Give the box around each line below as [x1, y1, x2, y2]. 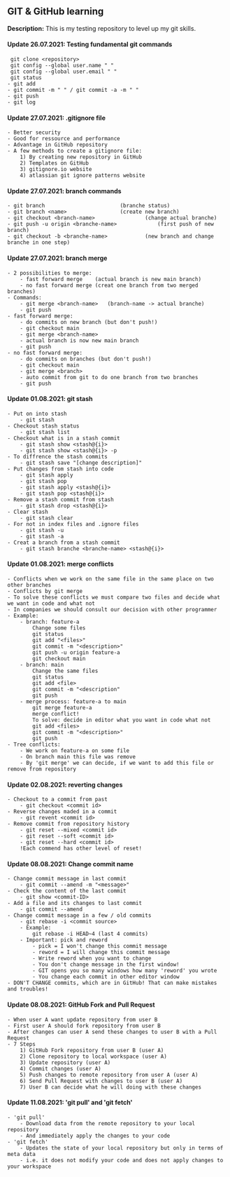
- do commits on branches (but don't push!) [20, 355, 152, 362]
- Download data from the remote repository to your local [20, 1120, 196, 1127]
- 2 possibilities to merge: [7, 269, 92, 276]
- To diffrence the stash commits [7, 453, 108, 460]
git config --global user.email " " [10, 68, 117, 76]
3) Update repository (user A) [20, 1059, 111, 1066]
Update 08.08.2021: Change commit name [7, 859, 134, 868]
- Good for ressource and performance [7, 135, 120, 142]
